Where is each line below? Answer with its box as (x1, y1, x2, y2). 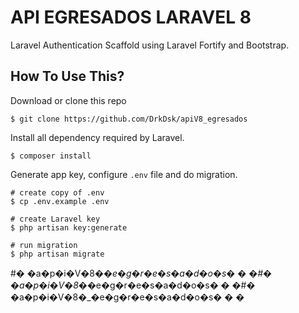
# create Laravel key (10, 214, 101, 224)
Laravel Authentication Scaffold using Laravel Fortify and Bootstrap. (10, 39, 290, 51)
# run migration (10, 240, 78, 250)
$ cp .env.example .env (10, 196, 110, 206)
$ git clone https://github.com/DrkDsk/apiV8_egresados (10, 114, 248, 124)
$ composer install (10, 151, 92, 161)
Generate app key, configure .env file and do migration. (10, 168, 238, 180)
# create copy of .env (10, 187, 105, 198)
